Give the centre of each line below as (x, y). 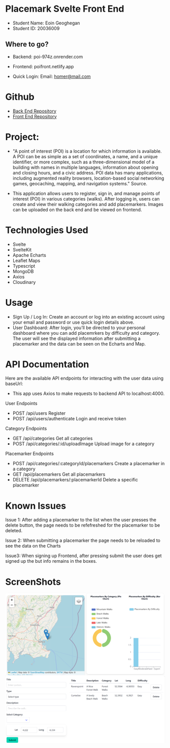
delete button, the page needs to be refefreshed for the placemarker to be (83, 525)
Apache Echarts (29, 255)
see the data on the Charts (33, 546)
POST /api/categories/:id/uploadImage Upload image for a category (83, 444)
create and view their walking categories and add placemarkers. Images (88, 204)
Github (20, 97)
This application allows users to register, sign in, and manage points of (86, 193)
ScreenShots (33, 582)
